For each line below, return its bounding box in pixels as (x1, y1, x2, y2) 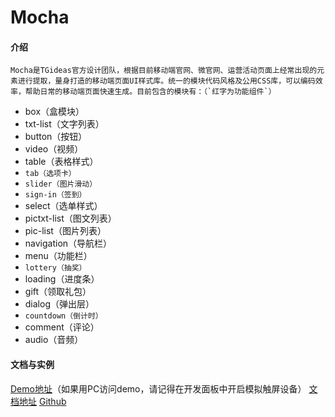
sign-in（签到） (24, 190, 87, 200)
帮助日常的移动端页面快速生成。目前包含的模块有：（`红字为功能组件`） (24, 87, 277, 97)
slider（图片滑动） (24, 179, 98, 190)
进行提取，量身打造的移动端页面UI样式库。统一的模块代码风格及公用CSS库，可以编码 (17, 76, 316, 86)
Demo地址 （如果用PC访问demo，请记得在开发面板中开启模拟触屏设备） (10, 382, 307, 395)
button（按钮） (24, 131, 88, 143)
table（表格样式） (24, 156, 99, 168)
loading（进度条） (24, 273, 100, 285)
